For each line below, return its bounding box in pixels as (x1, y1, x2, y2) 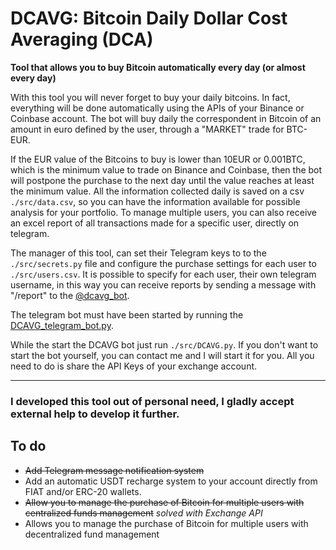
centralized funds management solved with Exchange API (24, 507, 263, 519)
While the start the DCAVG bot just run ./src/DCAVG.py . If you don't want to (10, 338, 319, 351)
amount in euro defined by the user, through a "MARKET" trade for (10, 123, 285, 135)
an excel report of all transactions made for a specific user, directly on (10, 217, 300, 229)
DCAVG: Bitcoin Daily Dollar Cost (10, 7, 288, 30)
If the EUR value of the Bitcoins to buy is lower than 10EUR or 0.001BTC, (10, 153, 306, 165)
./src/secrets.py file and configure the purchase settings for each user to (10, 257, 317, 269)
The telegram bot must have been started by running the (10, 308, 244, 321)
